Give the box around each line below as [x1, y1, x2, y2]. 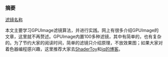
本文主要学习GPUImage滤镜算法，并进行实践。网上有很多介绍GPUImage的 [5, 27, 159, 33]
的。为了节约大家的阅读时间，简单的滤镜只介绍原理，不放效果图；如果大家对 [5, 40, 163, 46]
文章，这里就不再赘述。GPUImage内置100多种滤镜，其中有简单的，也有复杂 [5, 33, 161, 39]
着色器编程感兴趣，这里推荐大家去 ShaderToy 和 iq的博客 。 [5, 46, 123, 52]
